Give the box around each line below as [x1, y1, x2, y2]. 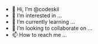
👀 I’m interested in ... [11, 12, 62, 19]
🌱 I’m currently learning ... [11, 18, 75, 25]
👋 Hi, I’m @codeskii [11, 6, 59, 12]
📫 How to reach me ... [11, 32, 67, 38]
